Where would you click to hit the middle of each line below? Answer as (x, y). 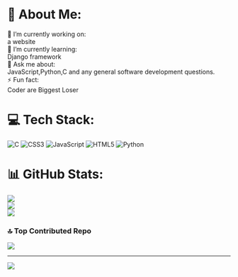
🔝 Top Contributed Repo (50, 231)
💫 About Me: (45, 15)
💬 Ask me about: (31, 64)
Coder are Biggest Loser (43, 90)
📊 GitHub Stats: (56, 175)
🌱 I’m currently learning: (42, 49)
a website (22, 41)
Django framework (34, 57)
